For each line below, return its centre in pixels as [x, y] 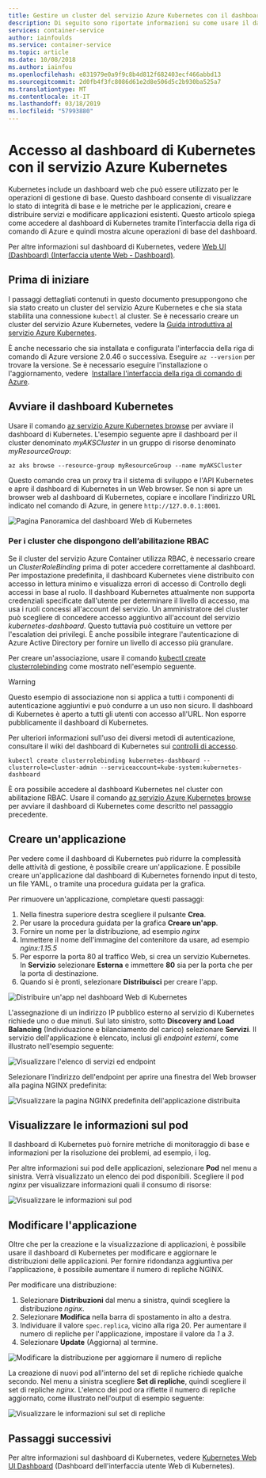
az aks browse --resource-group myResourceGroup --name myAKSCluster [125, 465]
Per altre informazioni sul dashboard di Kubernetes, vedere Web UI [117, 246]
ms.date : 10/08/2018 [42, 60]
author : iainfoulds [40, 38]
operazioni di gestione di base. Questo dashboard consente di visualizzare [130, 197]
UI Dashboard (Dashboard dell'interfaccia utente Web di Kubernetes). [122, 1466]
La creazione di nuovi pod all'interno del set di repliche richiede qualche [126, 1373]
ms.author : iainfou [40, 67]
